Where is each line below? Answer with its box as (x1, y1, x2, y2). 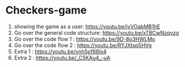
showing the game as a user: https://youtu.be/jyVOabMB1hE (14, 23, 160, 30)
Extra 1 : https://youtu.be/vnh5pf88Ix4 (14, 48, 107, 55)
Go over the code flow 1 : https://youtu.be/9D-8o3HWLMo (14, 35, 156, 42)
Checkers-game (5, 4, 87, 17)
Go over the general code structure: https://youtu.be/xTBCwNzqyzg (14, 29, 179, 36)
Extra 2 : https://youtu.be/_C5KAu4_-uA (14, 54, 111, 61)
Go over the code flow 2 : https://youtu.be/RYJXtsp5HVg (14, 42, 152, 49)
